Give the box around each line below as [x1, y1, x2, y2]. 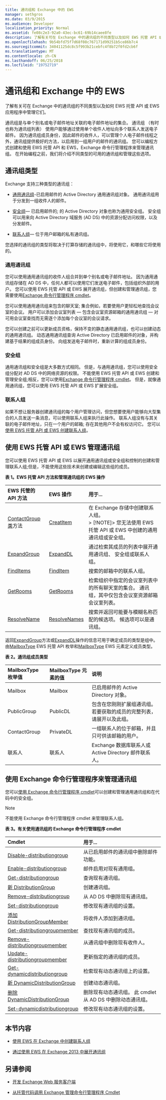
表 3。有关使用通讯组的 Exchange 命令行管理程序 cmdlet [5, 826, 121, 832]
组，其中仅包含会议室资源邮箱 [88, 591, 158, 598]
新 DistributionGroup [7, 884, 55, 891]
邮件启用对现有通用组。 [83, 865, 138, 872]
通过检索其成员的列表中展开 [88, 543, 153, 550]
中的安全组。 [9, 795, 36, 801]
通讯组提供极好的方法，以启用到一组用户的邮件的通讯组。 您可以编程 [13, 139, 154, 145]
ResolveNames [48, 615, 84, 622]
